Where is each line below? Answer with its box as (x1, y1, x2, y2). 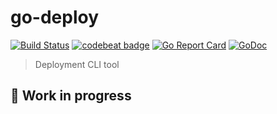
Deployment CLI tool (34, 58, 120, 70)
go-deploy (10, 6, 100, 29)
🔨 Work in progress (10, 87, 132, 105)
